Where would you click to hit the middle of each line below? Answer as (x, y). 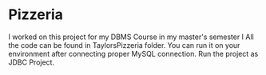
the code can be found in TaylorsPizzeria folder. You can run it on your (124, 45)
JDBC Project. (31, 62)
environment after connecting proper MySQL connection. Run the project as (133, 53)
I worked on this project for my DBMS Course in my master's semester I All (131, 37)
